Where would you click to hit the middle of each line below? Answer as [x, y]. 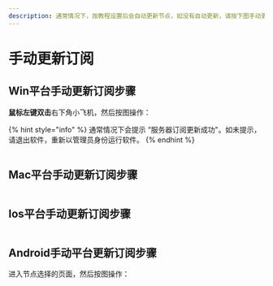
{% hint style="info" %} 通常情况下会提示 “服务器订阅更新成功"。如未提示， [135, 129]
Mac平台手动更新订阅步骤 [73, 175]
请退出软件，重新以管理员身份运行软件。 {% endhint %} [102, 140]
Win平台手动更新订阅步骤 [72, 91]
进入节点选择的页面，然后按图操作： [69, 274]
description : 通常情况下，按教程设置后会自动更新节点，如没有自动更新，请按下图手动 [135, 16]
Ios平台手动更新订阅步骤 [70, 213]
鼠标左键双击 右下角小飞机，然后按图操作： [80, 112]
